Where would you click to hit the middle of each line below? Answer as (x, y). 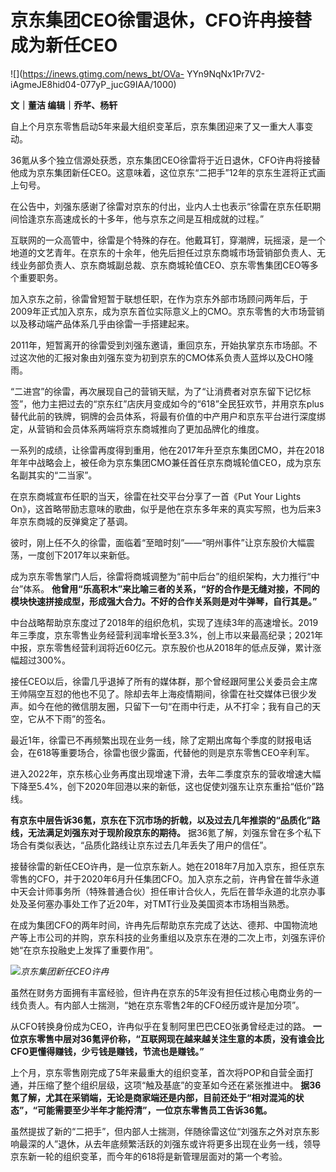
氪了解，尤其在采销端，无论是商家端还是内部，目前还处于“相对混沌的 (153, 1097)
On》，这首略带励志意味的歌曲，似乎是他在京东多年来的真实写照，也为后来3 (166, 508)
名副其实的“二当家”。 (54, 475)
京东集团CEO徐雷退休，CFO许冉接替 (161, 20)
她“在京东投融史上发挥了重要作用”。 (84, 950)
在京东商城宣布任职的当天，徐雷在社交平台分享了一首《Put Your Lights (156, 496)
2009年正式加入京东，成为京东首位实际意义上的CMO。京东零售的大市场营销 (167, 311)
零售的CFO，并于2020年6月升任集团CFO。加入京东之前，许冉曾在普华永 (160, 878)
